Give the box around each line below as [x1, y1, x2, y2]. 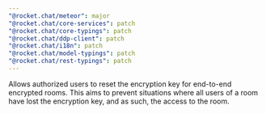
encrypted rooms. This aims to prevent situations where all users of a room [8, 87, 259, 97]
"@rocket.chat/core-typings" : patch [8, 27, 132, 35]
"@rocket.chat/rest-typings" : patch [8, 57, 132, 65]
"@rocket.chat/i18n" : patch [8, 42, 103, 50]
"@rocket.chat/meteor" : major [8, 11, 111, 20]
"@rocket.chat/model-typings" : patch [8, 49, 136, 57]
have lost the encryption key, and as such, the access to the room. [8, 96, 230, 106]
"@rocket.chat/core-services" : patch [8, 19, 136, 27]
